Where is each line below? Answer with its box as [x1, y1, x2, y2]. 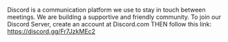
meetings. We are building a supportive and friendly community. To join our [7, 13, 221, 21]
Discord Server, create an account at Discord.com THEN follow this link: [7, 20, 212, 28]
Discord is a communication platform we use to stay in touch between [7, 6, 206, 14]
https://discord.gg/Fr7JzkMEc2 [7, 27, 95, 35]
